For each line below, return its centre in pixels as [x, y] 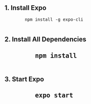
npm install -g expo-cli [54, 19]
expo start [54, 96]
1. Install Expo [26, 8]
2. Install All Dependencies [45, 39]
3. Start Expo [24, 79]
